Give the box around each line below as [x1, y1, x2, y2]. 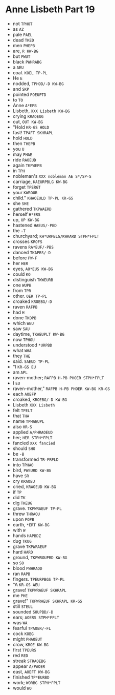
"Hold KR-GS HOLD [12, 124, 50, 130]
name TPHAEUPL [12, 418, 44, 424]
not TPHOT [12, 21, 33, 27]
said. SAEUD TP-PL [12, 358, 50, 364]
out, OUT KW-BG [12, 118, 43, 125]
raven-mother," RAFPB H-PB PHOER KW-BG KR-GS [12, 385, 110, 392]
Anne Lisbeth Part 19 [5, 4, 96, 15]
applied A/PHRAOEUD [12, 429, 53, 435]
